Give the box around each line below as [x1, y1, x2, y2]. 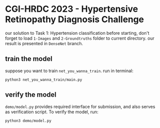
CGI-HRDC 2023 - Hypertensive [5, 3, 138, 15]
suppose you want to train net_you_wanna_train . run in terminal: [5, 68, 133, 74]
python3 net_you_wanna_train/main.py [5, 77, 82, 82]
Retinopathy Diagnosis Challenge [5, 14, 144, 25]
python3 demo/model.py [5, 118, 52, 123]
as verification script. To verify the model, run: [5, 109, 99, 115]
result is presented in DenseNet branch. [5, 40, 83, 46]
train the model [5, 55, 53, 63]
